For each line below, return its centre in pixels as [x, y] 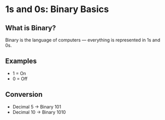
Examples [21, 61]
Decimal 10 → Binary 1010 [39, 112]
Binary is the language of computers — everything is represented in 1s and [83, 40]
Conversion [24, 95]
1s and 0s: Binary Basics [57, 9]
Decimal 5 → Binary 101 [37, 106]
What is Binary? [31, 28]
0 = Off [20, 79]
